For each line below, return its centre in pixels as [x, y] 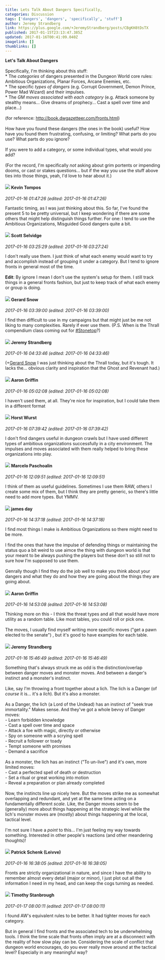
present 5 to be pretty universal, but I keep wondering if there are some [78, 213]
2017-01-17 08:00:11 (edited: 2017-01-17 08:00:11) [55, 906]
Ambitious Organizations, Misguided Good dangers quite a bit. [68, 224]
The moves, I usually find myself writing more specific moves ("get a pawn [81, 630]
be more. [14, 534]
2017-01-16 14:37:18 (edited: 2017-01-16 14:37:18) [55, 520]
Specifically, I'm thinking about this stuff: [46, 71]
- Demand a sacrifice [27, 751]
